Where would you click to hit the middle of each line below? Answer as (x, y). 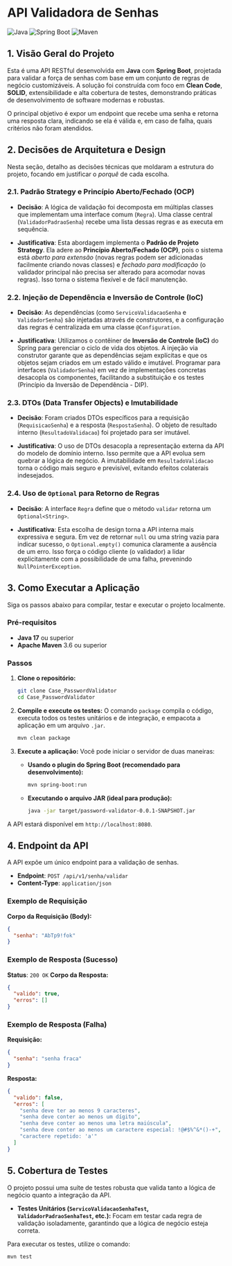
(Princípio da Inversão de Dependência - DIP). (83, 385)
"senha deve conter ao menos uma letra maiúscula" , (96, 1124)
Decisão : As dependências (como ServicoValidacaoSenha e (102, 313)
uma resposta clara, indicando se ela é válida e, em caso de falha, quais (110, 121)
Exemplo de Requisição (47, 901)
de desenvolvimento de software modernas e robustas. (86, 100)
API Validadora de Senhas (83, 13)
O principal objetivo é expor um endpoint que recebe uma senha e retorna (113, 113)
